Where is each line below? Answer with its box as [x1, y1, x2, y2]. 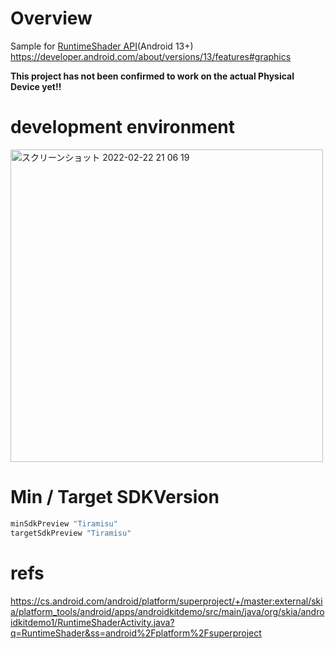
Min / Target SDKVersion [10, 486, 220, 509]
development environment [10, 116, 235, 139]
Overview [10, 7, 93, 30]
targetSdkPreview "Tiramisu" [10, 528, 132, 538]
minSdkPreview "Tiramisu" [10, 518, 118, 529]
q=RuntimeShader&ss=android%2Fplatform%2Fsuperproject [10, 627, 262, 639]
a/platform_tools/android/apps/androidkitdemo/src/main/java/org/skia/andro [10, 605, 325, 617]
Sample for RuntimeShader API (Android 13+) [10, 40, 194, 52]
